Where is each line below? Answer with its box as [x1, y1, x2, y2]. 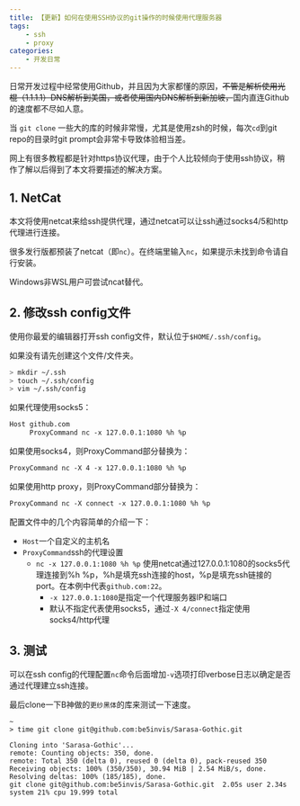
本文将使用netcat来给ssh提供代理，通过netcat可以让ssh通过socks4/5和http [9, 215, 289, 226]
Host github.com [9, 420, 70, 429]
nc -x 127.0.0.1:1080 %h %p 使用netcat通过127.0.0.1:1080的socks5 [35, 558, 283, 569]
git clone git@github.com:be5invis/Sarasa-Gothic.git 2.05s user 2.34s [9, 780, 287, 789]
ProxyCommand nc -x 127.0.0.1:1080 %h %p [29, 428, 187, 437]
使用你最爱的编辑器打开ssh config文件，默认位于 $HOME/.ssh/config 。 [9, 330, 267, 342]
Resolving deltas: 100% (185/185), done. [9, 772, 167, 781]
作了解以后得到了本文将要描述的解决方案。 [9, 164, 167, 175]
